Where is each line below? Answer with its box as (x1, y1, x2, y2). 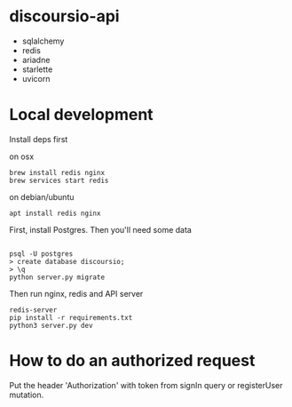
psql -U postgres (9, 249, 74, 259)
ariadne (21, 54, 51, 65)
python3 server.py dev (9, 321, 93, 330)
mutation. (9, 389, 44, 400)
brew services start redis (9, 176, 109, 185)
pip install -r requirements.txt (9, 313, 133, 322)
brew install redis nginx (9, 168, 105, 177)
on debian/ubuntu (9, 191, 75, 202)
